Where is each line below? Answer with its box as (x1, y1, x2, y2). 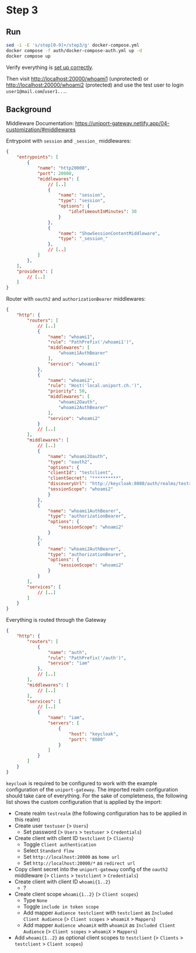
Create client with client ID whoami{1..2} (14, 878, 111, 885)
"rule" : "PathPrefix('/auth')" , (47, 655, 127, 661)
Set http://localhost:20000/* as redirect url (23, 859, 136, 866)
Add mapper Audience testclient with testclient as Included (23, 909, 173, 916)
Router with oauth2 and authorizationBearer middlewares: (6, 295, 146, 302)
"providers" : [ (16, 269, 54, 274)
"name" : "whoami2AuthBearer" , (47, 546, 121, 552)
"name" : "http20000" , (37, 165, 90, 171)
